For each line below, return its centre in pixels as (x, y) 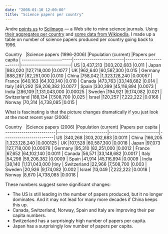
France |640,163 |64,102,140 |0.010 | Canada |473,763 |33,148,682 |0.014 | (81, 81)
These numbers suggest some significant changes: (58, 184)
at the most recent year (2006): (37, 117)
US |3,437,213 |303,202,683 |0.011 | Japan (117, 65)
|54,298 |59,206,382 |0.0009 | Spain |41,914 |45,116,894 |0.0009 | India (79, 158)
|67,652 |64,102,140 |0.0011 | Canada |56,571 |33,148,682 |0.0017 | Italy (78, 153)
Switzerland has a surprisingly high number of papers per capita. (79, 220)
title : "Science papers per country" (44, 14)
